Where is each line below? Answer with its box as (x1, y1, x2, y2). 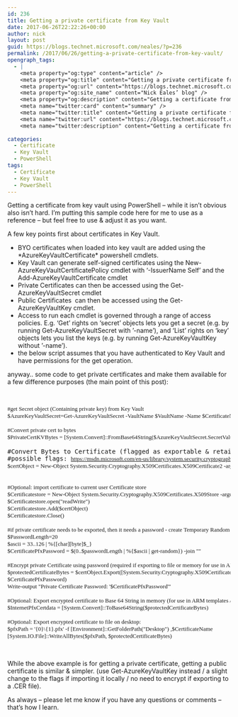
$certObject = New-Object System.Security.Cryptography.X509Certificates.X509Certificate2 (7, 462, 223, 470)
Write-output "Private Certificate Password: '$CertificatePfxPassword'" (7, 582, 171, 590)
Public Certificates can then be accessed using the (17, 296, 169, 305)
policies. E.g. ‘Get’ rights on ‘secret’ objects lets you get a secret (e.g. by (17, 319, 229, 327)
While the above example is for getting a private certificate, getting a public (7, 660, 227, 668)
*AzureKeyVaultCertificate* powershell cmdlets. (17, 251, 159, 259)
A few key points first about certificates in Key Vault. (7, 230, 161, 238)
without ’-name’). (17, 341, 67, 350)
